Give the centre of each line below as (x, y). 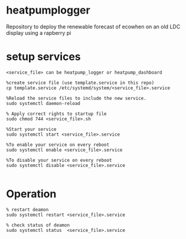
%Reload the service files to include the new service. (76, 98)
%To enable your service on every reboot (58, 145)
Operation (31, 194)
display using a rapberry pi (39, 32)
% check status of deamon (38, 225)
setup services (43, 57)
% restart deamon (27, 209)
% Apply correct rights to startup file (57, 114)
